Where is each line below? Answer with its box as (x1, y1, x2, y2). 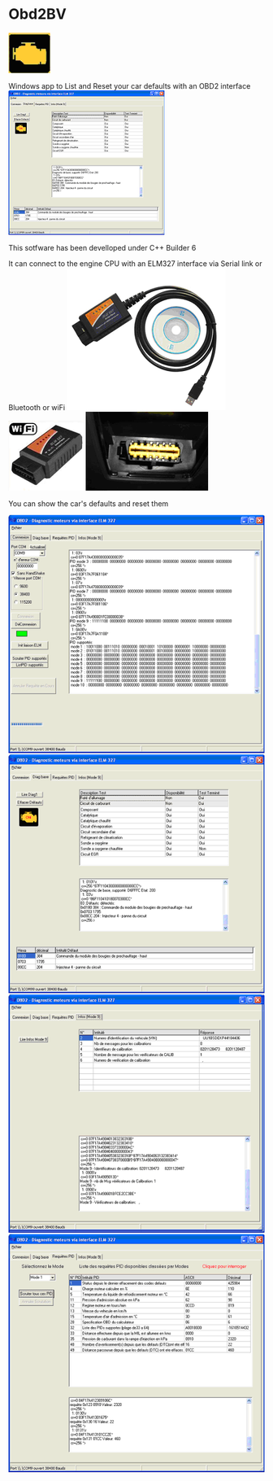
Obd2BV (8, 5, 67, 24)
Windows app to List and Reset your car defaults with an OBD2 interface (8, 81, 251, 90)
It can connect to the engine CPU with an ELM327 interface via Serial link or (8, 258, 262, 269)
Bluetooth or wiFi (8, 402, 66, 412)
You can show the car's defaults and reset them (8, 498, 169, 509)
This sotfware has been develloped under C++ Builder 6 (8, 242, 197, 252)
